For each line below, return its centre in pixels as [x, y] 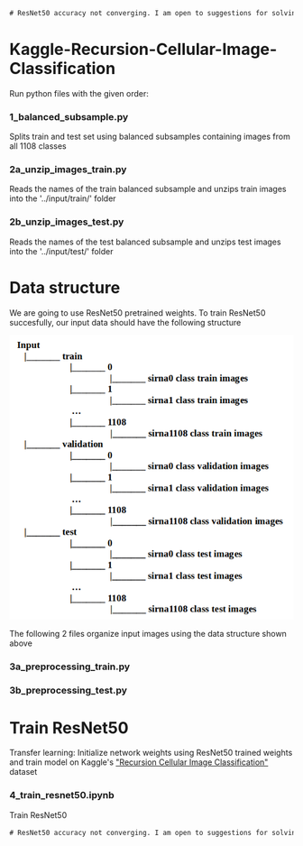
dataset [23, 772]
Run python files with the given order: [79, 93]
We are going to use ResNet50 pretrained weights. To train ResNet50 [138, 313]
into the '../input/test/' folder [62, 251]
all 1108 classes [38, 146]
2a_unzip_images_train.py [68, 170]
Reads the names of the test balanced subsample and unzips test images [145, 242]
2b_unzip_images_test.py [67, 222]
